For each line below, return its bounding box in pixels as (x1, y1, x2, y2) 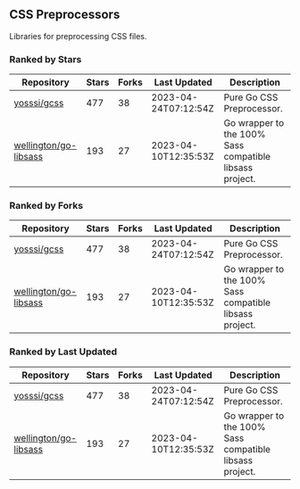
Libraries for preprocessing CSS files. (9, 30, 147, 41)
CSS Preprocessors (9, 7, 121, 22)
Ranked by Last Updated (9, 345, 118, 358)
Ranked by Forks (9, 200, 83, 212)
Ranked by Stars (9, 53, 82, 65)
